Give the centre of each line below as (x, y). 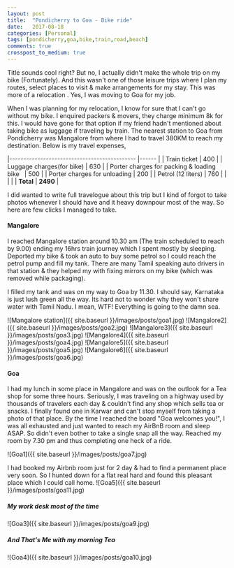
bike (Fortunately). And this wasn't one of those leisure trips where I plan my (117, 80)
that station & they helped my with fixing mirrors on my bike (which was (110, 271)
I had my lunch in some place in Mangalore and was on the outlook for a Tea (117, 389)
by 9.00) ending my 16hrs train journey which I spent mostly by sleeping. (112, 249)
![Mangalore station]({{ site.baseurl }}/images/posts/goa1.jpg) (96, 320)
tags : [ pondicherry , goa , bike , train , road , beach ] (78, 40)
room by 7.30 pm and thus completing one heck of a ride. (90, 441)
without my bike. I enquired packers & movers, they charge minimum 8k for (115, 115)
